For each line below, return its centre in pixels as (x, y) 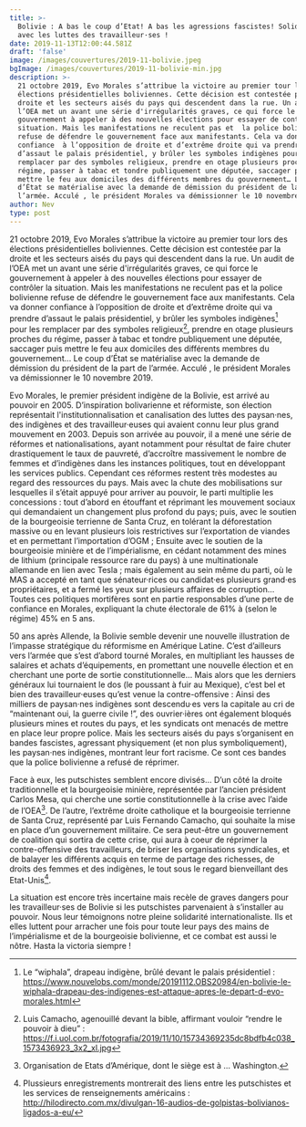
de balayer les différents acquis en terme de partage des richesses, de (142, 859)
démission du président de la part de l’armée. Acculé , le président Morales (150, 368)
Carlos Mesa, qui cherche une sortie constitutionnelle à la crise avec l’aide (149, 799)
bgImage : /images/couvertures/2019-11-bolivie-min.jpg (116, 69)
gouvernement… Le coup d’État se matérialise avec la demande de (135, 359)
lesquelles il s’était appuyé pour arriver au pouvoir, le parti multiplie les (142, 493)
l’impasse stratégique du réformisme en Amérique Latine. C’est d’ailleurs (145, 646)
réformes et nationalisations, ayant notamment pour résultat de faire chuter (150, 444)
